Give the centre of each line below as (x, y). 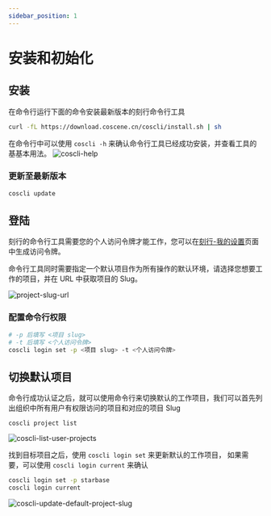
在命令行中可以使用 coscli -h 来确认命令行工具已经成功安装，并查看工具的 (133, 143)
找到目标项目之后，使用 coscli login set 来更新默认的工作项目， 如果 (125, 455)
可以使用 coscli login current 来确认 (85, 465)
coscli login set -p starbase (59, 480)
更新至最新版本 (38, 176)
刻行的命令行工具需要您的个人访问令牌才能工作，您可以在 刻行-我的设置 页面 (134, 241)
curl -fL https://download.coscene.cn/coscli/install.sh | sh (115, 127)
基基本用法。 (29, 153)
